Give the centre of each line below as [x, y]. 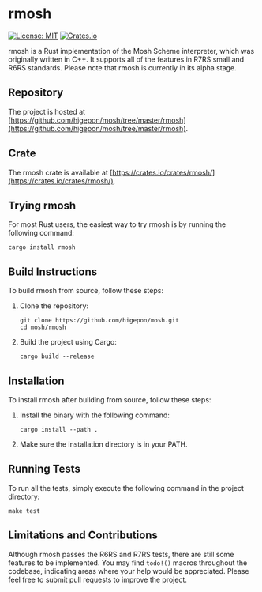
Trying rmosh [42, 205]
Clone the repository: [54, 306]
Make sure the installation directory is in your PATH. [103, 444]
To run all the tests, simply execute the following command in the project [126, 488]
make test [24, 511]
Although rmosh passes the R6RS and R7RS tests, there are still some [121, 554]
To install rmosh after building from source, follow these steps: [110, 400]
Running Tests [44, 469]
